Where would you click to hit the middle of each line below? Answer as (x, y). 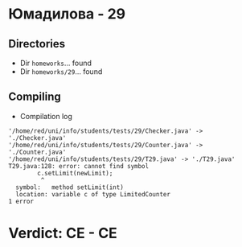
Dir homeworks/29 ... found (61, 72)
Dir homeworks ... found (56, 63)
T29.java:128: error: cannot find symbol (79, 166)
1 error (21, 201)
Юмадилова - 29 (67, 14)
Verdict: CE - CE (63, 233)
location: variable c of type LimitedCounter (93, 194)
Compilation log (46, 116)
